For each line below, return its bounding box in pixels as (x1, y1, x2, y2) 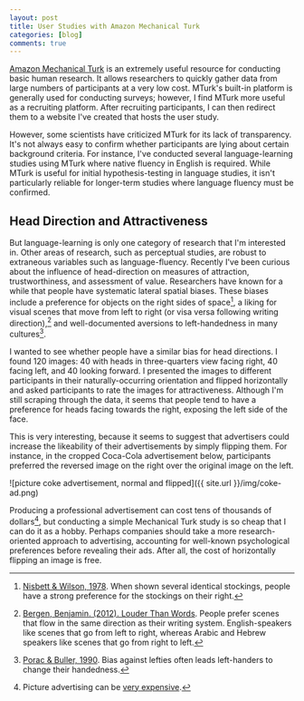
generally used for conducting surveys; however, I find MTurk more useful (9, 92, 286, 103)
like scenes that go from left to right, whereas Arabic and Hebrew (22, 627, 267, 638)
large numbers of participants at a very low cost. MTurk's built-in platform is (9, 83, 293, 93)
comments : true (9, 38, 67, 48)
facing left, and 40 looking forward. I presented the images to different (9, 365, 272, 376)
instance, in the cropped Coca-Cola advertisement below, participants (9, 451, 271, 462)
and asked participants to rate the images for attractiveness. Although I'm (9, 385, 284, 395)
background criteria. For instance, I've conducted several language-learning (9, 149, 294, 160)
